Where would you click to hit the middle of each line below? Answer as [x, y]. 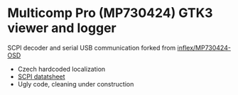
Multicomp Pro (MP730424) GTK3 [110, 13]
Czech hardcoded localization [61, 69]
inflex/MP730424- [204, 47]
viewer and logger [62, 28]
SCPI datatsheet [41, 77]
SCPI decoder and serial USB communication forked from [92, 47]
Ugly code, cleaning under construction [76, 84]
